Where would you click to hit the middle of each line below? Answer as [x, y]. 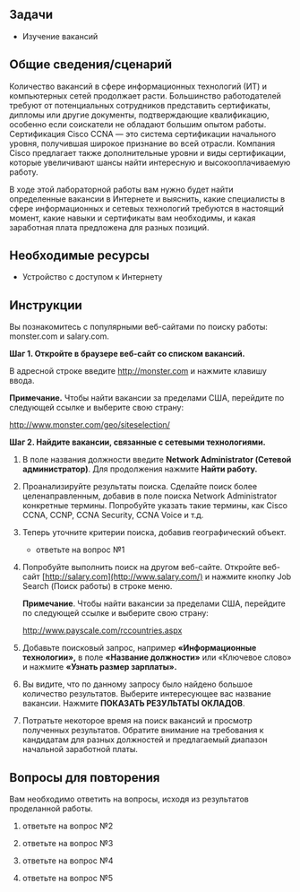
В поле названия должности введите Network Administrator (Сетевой [157, 460]
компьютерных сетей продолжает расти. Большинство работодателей [146, 95]
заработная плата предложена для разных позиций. [109, 227]
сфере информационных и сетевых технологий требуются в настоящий [146, 208]
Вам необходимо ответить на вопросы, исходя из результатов [129, 799]
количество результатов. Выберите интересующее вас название [146, 694]
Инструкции [46, 305]
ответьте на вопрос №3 [68, 844]
